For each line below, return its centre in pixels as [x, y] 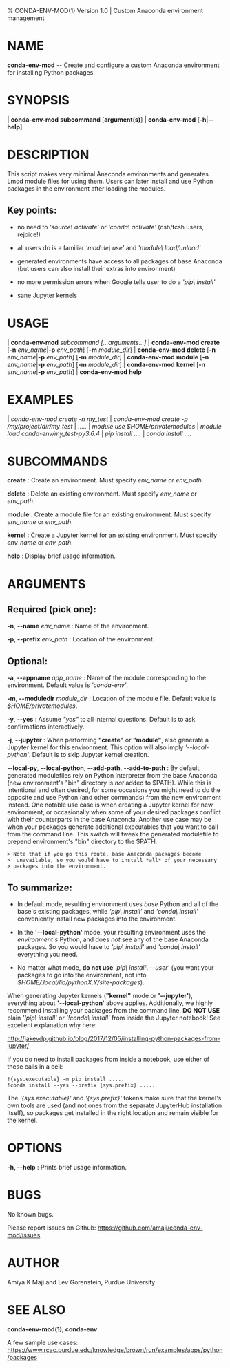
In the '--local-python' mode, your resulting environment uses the [112, 933]
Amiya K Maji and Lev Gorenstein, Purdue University [81, 1282]
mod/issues [24, 1235]
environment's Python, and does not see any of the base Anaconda [113, 939]
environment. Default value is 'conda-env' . [68, 685]
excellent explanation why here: [52, 1025]
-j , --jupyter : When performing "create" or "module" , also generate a [108, 740]
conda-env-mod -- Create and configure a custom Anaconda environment [113, 65]
